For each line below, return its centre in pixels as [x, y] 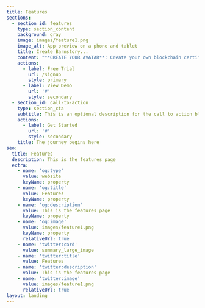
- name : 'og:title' [42, 188]
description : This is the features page [64, 159]
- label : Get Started [50, 126]
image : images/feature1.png [53, 40]
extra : [20, 165]
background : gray [39, 35]
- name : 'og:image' [42, 222]
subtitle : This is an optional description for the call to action [105, 114]
